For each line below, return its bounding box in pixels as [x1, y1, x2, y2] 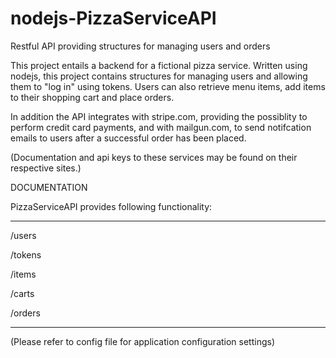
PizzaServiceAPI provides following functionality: [10, 200, 213, 212]
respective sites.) [10, 162, 82, 174]
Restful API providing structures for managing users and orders [10, 40, 271, 52]
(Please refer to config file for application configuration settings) [10, 335, 276, 347]
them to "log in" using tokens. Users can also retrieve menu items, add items [10, 80, 326, 92]
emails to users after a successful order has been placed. [10, 132, 247, 144]
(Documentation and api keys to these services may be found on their [10, 151, 298, 163]
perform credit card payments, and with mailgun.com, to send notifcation [10, 121, 312, 133]
